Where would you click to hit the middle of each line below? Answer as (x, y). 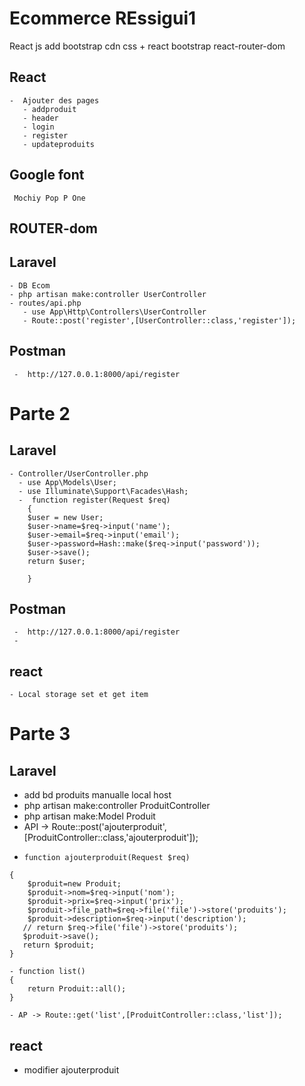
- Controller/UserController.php (79, 473)
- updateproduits (59, 144)
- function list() (47, 972)
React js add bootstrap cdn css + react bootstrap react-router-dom (147, 46)
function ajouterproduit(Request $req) (107, 858)
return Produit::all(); (77, 989)
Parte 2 (40, 413)
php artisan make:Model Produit (89, 816)
